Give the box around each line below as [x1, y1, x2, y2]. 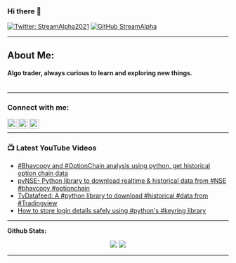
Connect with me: [7, 102, 70, 112]
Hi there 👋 [7, 6, 42, 16]
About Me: [7, 49, 55, 61]
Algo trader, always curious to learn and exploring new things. [7, 69, 193, 77]
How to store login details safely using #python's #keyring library [17, 207, 206, 215]
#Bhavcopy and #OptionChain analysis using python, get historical [17, 162, 211, 170]
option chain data [17, 169, 69, 178]
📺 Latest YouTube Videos [7, 143, 97, 153]
